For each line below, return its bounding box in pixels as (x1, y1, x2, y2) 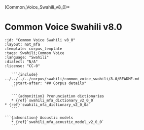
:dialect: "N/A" (4, 59, 38, 64)
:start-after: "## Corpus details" (13, 81, 87, 86)
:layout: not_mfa (4, 42, 40, 47)
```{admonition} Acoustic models (4, 115, 73, 120)
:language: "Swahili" (4, 55, 49, 60)
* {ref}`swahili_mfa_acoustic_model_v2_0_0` (11, 119, 105, 125)
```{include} (11, 72, 38, 77)
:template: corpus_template (4, 46, 63, 51)
